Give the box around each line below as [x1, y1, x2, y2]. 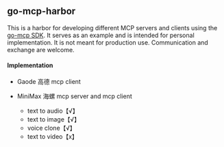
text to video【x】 [27, 133, 79, 141]
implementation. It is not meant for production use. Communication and [7, 38, 209, 47]
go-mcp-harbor [7, 5, 76, 17]
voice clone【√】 [27, 124, 77, 133]
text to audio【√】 [27, 106, 79, 115]
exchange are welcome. [7, 45, 75, 54]
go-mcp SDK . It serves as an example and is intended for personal [7, 31, 195, 39]
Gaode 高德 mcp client [16, 78, 81, 86]
